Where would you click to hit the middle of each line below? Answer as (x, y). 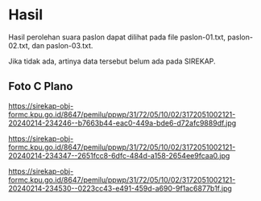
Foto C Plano (41, 86)
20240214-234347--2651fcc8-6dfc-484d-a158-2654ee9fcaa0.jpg (119, 155)
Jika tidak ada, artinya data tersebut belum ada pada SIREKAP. (112, 61)
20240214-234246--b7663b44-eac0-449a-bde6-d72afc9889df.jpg (122, 123)
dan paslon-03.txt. (62, 45)
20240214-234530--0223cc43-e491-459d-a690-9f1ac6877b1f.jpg (120, 188)
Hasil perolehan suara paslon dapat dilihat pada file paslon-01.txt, (117, 37)
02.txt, (19, 45)
